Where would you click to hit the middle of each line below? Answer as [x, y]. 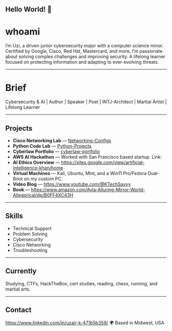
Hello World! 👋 [29, 9]
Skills [14, 216]
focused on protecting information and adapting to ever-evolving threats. [82, 62]
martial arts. [18, 289]
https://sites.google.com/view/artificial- [103, 163]
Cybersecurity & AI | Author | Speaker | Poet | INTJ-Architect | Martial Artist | [86, 102]
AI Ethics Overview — [36, 163]
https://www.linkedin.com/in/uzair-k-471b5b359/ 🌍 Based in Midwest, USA [85, 323]
